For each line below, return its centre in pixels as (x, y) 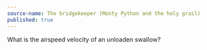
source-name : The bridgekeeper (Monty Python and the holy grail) (104, 13)
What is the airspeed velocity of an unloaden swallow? (84, 39)
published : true (30, 20)
